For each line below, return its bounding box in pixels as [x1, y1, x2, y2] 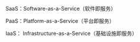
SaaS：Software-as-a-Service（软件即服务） [5, 5, 116, 12]
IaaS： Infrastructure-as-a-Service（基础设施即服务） [5, 30, 138, 37]
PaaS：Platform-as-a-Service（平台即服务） [5, 17, 115, 24]
